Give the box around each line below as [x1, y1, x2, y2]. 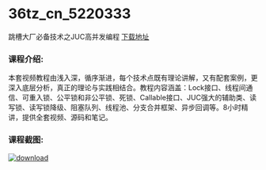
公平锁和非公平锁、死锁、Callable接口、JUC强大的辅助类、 [56, 93, 250, 103]
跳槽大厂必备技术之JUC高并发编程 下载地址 [8, 32, 150, 41]
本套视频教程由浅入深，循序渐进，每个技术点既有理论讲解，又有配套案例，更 [8, 73, 258, 83]
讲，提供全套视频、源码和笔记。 [8, 112, 112, 123]
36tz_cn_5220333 [8, 5, 131, 23]
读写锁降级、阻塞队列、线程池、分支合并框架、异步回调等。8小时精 [28, 103, 249, 112]
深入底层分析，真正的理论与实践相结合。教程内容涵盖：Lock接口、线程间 [8, 83, 246, 93]
